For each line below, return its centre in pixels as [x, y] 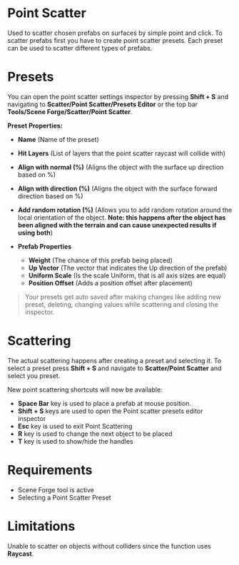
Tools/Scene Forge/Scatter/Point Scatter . [70, 111]
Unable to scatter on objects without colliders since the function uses [110, 546]
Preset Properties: [35, 126]
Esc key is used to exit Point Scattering [75, 426]
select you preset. [34, 375]
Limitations [41, 526]
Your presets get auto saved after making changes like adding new [123, 297]
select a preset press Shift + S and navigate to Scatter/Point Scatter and [115, 368]
